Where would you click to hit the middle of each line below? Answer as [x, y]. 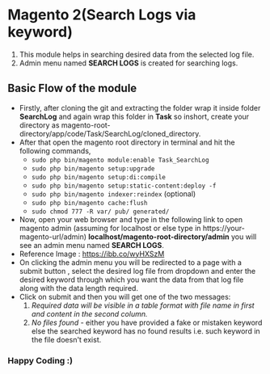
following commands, [55, 150]
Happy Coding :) [40, 360]
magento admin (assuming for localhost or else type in [110, 228]
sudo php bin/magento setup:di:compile [99, 177]
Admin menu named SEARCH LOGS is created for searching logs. [129, 63]
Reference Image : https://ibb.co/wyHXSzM [92, 254]
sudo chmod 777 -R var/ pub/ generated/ [100, 212]
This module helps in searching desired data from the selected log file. [137, 54]
